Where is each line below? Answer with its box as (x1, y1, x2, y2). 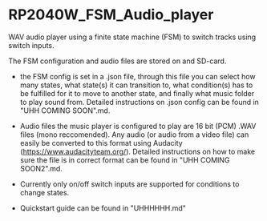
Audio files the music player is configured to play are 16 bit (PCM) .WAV (19, 121, 257, 131)
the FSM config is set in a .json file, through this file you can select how (19, 71, 256, 81)
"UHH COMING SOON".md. (19, 106, 111, 115)
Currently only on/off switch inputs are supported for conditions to (19, 179, 240, 189)
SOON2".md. (19, 163, 63, 173)
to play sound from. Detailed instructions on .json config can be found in (19, 97, 259, 106)
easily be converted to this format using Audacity (19, 138, 183, 147)
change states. (19, 187, 70, 197)
